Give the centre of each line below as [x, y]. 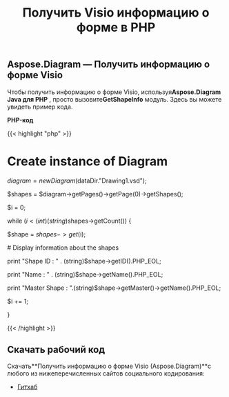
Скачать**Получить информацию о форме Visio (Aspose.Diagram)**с [109, 366]
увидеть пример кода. [40, 107]
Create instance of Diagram [88, 161]
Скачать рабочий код [56, 350]
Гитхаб [27, 387]
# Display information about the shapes [63, 248]
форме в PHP [116, 27]
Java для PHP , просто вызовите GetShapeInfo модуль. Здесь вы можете [114, 99]
